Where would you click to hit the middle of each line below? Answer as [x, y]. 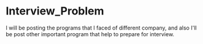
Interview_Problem [55, 11]
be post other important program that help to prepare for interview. [90, 34]
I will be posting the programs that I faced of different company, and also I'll [101, 28]
